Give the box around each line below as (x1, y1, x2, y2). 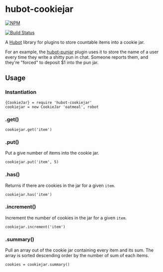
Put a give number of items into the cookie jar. (5, 150, 99, 156)
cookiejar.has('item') (5, 192, 52, 197)
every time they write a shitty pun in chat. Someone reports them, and (5, 54, 149, 60)
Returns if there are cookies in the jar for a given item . (5, 182, 115, 188)
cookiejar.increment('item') (5, 224, 66, 229)
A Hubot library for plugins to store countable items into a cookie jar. (5, 39, 145, 45)
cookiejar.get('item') (5, 127, 52, 132)
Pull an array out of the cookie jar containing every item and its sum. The (5, 247, 154, 253)
